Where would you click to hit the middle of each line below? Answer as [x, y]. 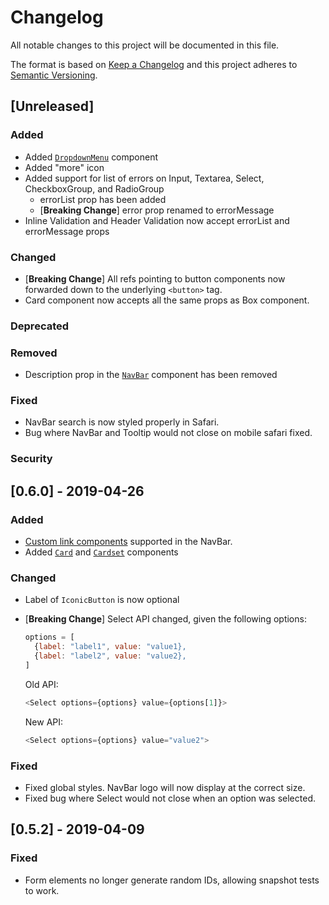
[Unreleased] [52, 106]
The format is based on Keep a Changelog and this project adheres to [154, 64]
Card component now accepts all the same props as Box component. [167, 300]
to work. [42, 890]
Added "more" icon [64, 167]
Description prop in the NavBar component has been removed [151, 375]
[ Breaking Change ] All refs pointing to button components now [155, 278]
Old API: [41, 684]
